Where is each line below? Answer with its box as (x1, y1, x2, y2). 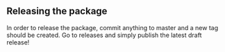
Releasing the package (6, 5, 108, 17)
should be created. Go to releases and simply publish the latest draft (6, 31, 202, 39)
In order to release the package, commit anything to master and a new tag (6, 23, 219, 31)
